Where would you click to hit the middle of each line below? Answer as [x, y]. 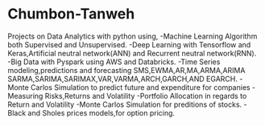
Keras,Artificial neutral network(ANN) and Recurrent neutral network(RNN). [132, 53]
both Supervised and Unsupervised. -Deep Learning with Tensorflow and [129, 44]
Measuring [25, 96]
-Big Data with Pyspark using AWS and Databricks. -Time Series [114, 62]
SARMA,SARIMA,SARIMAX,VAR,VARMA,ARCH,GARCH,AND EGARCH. [123, 79]
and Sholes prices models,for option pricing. [101, 112]
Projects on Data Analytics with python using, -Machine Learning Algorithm [132, 36]
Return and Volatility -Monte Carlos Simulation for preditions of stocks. [125, 104]
